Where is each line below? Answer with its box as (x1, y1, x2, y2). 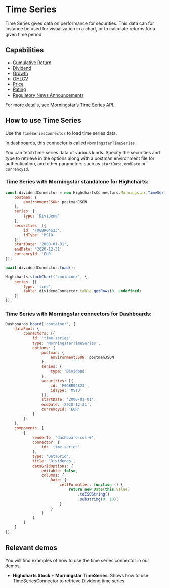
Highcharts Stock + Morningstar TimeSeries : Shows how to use (12, 572, 148, 578)
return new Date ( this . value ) (68, 487, 130, 492)
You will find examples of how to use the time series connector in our (5, 557, 149, 563)
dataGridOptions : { (32, 463, 73, 469)
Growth (12, 70, 28, 76)
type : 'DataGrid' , (32, 454, 71, 459)
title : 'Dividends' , (32, 458, 76, 463)
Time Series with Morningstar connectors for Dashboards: (5, 310, 152, 317)
